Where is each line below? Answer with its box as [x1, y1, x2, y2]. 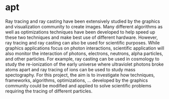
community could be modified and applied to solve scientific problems [5, 82, 151, 88]
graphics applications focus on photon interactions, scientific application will [5, 45, 164, 51]
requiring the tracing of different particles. [5, 88, 92, 94]
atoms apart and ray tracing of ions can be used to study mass [5, 66, 136, 72]
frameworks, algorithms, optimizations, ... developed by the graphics [5, 77, 148, 83]
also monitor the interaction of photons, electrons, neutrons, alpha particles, [5, 50, 163, 57]
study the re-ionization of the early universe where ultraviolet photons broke [5, 61, 164, 67]
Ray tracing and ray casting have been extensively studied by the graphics [5, 18, 160, 24]
